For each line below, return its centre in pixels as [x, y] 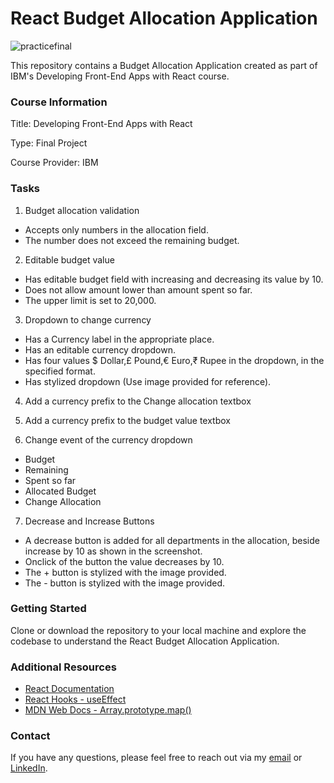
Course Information [59, 102]
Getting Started [48, 609]
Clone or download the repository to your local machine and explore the [158, 630]
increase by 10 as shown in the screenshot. [113, 551]
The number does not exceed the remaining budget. [132, 240]
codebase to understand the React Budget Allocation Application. [145, 641]
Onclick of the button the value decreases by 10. [124, 561]
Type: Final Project [49, 143]
